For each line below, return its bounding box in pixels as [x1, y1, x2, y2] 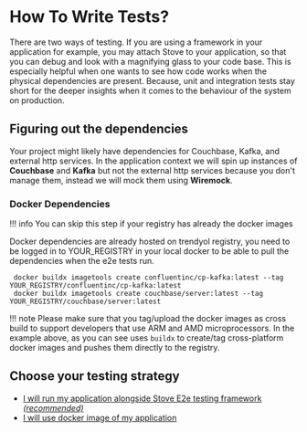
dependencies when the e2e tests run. [9, 256, 155, 267]
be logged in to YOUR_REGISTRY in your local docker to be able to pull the [9, 246, 290, 257]
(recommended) [22, 402, 84, 413]
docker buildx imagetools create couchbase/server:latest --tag [13, 290, 263, 299]
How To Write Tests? [9, 6, 170, 27]
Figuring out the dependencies [9, 121, 189, 137]
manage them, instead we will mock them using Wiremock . [9, 174, 233, 185]
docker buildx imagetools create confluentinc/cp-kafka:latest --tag [13, 273, 284, 282]
